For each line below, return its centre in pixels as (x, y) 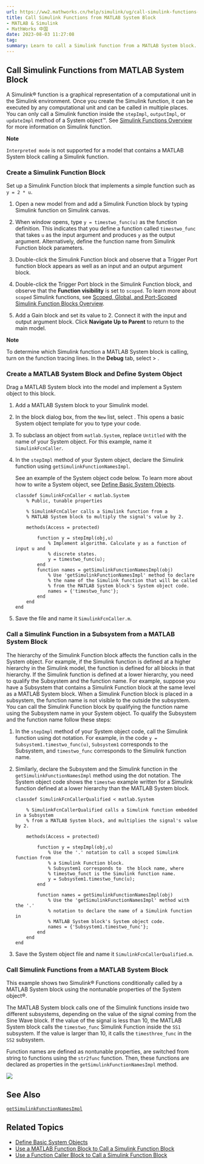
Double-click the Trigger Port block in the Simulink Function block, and (104, 284)
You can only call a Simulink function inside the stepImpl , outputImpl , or (96, 113)
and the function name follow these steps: (59, 719)
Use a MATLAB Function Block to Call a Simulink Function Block (95, 1148)
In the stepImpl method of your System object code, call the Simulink (101, 731)
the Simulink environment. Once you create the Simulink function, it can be (100, 101)
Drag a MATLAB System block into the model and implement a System (94, 387)
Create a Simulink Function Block (56, 172)
